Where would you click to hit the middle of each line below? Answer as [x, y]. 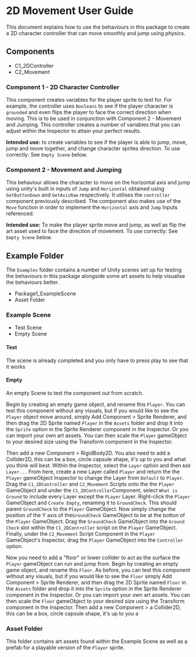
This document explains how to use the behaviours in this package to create [98, 27]
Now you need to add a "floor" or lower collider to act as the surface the [93, 558]
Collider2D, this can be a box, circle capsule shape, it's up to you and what [96, 459]
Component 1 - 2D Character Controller [63, 87]
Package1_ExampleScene [45, 294]
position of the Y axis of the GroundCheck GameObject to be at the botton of [96, 515]
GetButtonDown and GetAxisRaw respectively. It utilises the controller [88, 195]
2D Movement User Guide [70, 11]
